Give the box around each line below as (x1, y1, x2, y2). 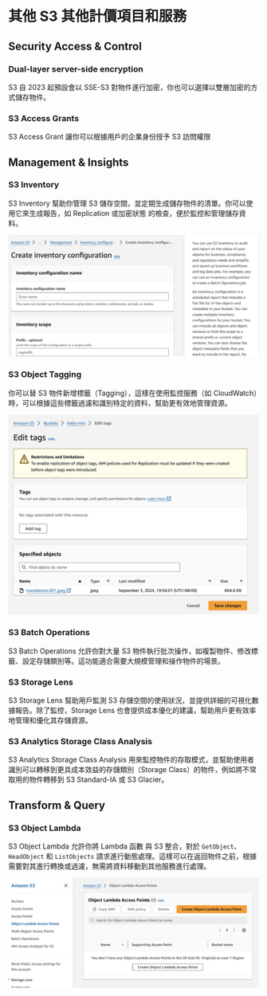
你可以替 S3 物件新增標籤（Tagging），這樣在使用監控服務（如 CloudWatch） (8, 388, 257, 398)
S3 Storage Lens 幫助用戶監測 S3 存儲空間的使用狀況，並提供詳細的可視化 (8, 695, 253, 705)
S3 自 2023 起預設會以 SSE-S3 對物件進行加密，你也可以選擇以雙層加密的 (8, 82, 251, 92)
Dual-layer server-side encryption (8, 63, 143, 74)
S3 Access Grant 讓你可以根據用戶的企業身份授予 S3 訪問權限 (8, 132, 211, 142)
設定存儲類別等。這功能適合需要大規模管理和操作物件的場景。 (22, 656, 225, 665)
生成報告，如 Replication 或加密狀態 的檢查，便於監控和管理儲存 (29, 208, 239, 218)
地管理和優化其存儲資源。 (8, 715, 92, 725)
